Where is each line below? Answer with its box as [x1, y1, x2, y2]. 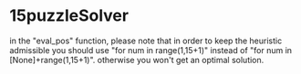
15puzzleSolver [9, 5, 130, 26]
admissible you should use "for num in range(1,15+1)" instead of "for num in [9, 44, 293, 55]
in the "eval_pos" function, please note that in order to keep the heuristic [9, 35, 283, 46]
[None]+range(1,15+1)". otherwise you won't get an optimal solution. [9, 54, 265, 65]
